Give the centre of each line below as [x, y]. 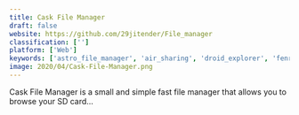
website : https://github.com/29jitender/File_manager [111, 34]
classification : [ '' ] [49, 42]
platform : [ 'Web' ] [43, 50]
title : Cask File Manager [57, 17]
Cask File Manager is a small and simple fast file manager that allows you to [148, 92]
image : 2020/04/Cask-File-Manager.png [81, 67]
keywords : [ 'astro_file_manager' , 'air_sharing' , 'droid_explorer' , [139, 58]
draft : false [33, 26]
